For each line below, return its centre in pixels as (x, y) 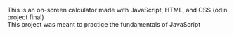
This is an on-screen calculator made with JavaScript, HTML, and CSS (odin (117, 10)
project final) (26, 17)
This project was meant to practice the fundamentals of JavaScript (104, 24)
